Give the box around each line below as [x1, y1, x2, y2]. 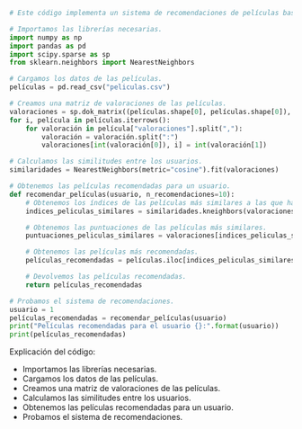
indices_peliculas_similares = [25, 207, 143, 216]
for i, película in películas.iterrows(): [9, 115, 171, 125]
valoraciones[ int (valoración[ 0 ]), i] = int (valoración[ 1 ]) [41, 140, 268, 150]
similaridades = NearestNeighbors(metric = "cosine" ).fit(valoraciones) [9, 165, 280, 174]
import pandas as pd [9, 41, 87, 50]
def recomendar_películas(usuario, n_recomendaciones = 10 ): [9, 190, 235, 199]
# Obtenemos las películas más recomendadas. [25, 247, 200, 256]
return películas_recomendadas [25, 280, 143, 290]
